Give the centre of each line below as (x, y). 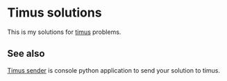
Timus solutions (54, 13)
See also (26, 54)
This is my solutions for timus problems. (64, 32)
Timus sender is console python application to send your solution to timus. (114, 70)
